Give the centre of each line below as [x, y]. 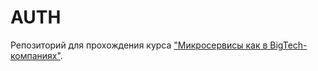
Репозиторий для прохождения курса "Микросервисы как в [139, 45]
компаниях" [35, 55]
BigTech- [288, 45]
